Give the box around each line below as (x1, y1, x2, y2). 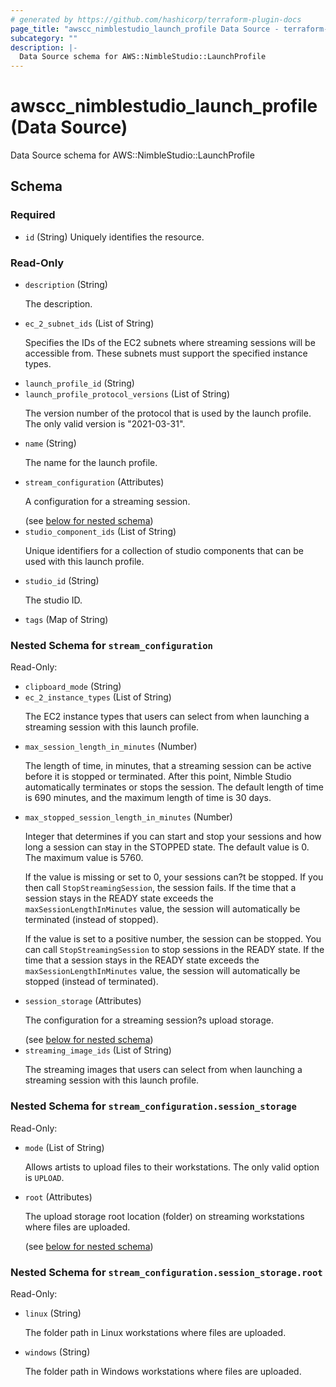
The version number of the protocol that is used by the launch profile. (24, 407, 312, 420)
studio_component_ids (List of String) (24, 526, 177, 538)
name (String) (24, 437, 77, 450)
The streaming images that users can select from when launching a (24, 1064, 303, 1076)
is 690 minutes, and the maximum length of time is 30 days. (24, 792, 272, 804)
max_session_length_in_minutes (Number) (24, 741, 198, 753)
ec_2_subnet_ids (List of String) (24, 317, 155, 330)
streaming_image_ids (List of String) (24, 1044, 172, 1056)
